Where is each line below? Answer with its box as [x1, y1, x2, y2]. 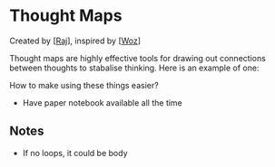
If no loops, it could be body [22, 147, 129, 158]
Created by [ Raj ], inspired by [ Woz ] [9, 35, 142, 46]
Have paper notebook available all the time [22, 97, 183, 108]
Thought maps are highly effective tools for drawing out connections [9, 52, 266, 63]
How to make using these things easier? [9, 79, 159, 90]
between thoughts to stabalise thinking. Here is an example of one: [9, 62, 260, 73]
